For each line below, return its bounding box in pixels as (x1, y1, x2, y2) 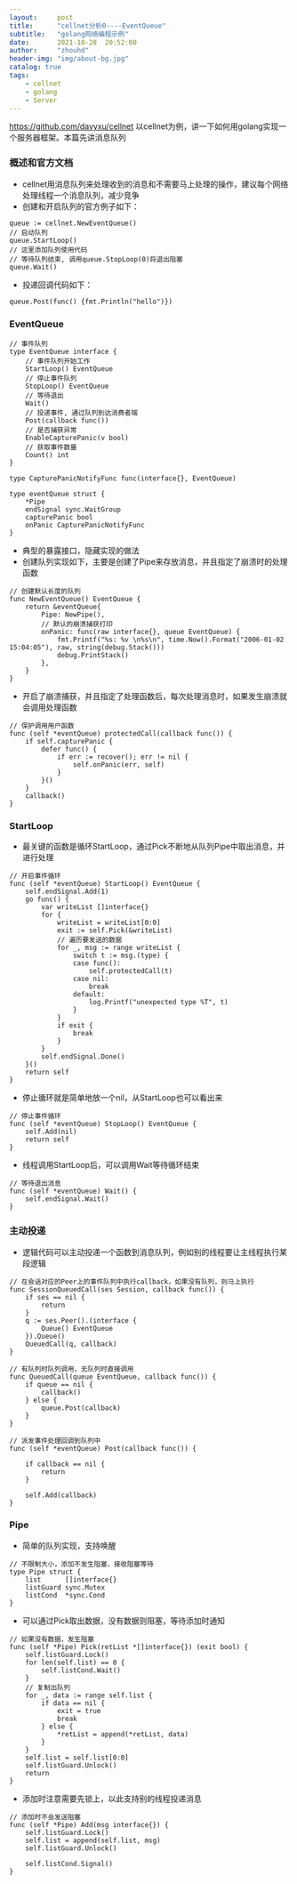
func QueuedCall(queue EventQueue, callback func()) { (9, 1372, 217, 1381)
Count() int (25, 450, 69, 459)
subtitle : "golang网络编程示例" (9, 29, 129, 38)
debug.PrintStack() (56, 650, 129, 659)
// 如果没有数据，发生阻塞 (9, 1634, 95, 1644)
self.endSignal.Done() (41, 1052, 125, 1061)
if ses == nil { (25, 1292, 86, 1301)
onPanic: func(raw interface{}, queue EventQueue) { (41, 627, 241, 636)
